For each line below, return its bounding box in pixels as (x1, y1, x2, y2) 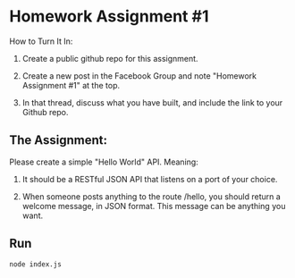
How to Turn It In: (9, 36, 73, 46)
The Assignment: (9, 132, 108, 148)
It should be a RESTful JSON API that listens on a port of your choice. (21, 173, 278, 184)
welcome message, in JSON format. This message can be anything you (21, 200, 286, 211)
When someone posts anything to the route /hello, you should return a (21, 190, 282, 202)
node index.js (9, 259, 63, 269)
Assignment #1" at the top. (21, 80, 121, 90)
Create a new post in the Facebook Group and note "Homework (21, 70, 257, 81)
